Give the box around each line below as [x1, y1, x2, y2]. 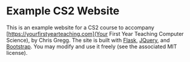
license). [6, 49, 28, 56]
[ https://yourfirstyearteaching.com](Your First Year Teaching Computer [6, 30, 184, 37]
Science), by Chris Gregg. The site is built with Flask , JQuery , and [6, 36, 171, 44]
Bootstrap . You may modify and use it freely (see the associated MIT [6, 43, 177, 50]
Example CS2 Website [6, 4, 120, 18]
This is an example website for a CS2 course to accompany [6, 24, 154, 31]
